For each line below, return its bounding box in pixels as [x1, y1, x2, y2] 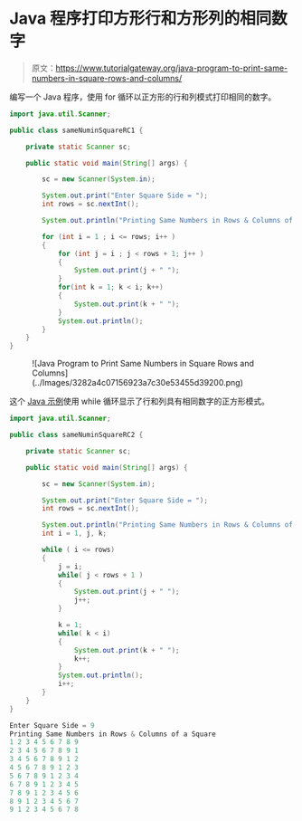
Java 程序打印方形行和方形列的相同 [9, 8, 272, 29]
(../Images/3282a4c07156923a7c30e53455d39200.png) [32, 377, 244, 388]
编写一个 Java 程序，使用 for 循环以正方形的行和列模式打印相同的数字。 [9, 91, 277, 102]
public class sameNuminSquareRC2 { [9, 431, 144, 440]
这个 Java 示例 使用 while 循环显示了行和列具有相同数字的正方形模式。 [9, 396, 269, 407]
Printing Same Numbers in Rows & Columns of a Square [9, 730, 217, 739]
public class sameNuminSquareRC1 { [9, 126, 144, 135]
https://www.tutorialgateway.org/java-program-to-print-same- [55, 62, 288, 73]
